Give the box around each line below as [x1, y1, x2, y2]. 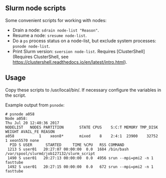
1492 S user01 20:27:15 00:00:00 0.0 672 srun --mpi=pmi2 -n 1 [7, 164, 154, 169]
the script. [5, 92, 27, 98]
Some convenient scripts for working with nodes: [5, 17, 107, 23]
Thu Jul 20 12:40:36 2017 [5, 120, 59, 125]
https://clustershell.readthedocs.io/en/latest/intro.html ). [12, 59, 127, 65]
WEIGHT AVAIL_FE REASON [5, 129, 55, 134]
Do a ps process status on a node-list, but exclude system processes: [12, 38, 156, 44]
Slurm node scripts [5, 4, 66, 13]
